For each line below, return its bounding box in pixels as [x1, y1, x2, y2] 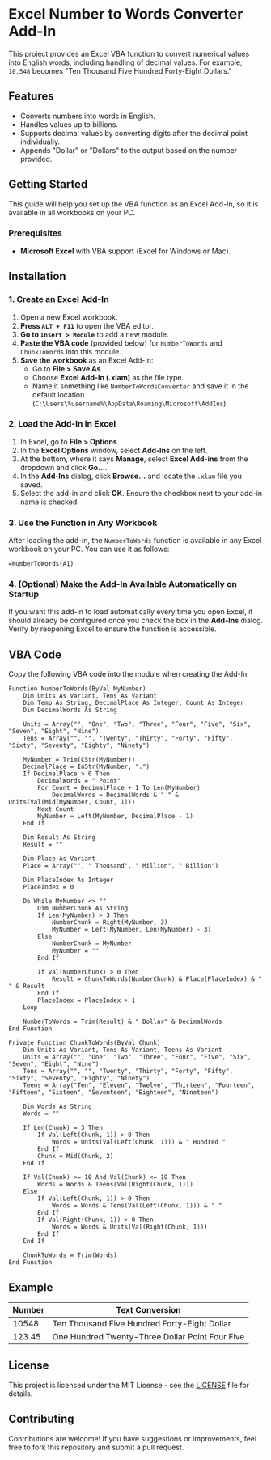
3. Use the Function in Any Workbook [8, 517, 158, 528]
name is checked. [19, 497, 79, 507]
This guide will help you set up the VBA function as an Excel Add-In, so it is [8, 199, 259, 209]
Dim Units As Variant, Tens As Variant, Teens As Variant [23, 1046, 222, 1055]
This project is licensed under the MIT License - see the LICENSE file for [8, 1380, 249, 1390]
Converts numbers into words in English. [19, 111, 155, 121]
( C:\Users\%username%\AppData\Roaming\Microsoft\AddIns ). [32, 398, 229, 408]
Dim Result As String [23, 834, 95, 842]
